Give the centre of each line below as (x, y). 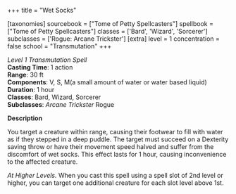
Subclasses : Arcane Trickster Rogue (61, 104)
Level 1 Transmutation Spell (47, 60)
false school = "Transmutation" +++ (60, 46)
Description (25, 118)
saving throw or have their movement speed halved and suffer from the (111, 147)
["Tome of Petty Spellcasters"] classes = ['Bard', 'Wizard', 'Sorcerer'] (107, 31)
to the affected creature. (43, 162)
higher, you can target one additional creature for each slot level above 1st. (116, 183)
